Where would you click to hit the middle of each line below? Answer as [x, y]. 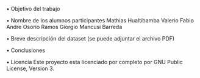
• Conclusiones [26, 50]
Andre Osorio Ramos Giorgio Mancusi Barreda [64, 27]
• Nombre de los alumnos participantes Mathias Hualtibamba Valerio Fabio [100, 20]
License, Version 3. [30, 68]
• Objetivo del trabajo [33, 9]
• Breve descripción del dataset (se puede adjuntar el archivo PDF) [91, 38]
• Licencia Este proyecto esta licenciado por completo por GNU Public [95, 62]
